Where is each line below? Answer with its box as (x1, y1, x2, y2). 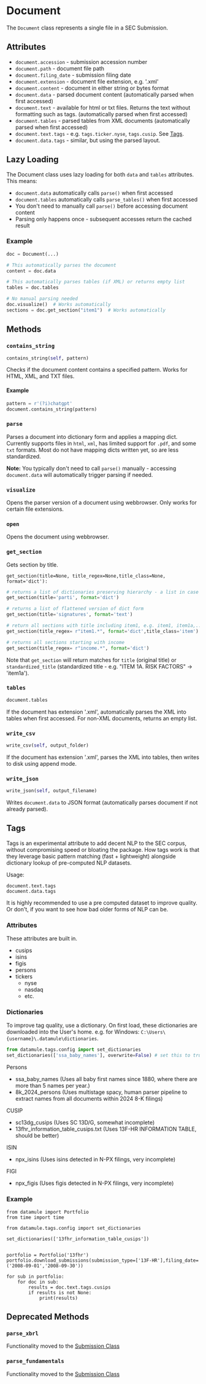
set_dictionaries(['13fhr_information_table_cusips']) (6, 1236, 150, 1242)
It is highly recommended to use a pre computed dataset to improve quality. (6, 898, 197, 906)
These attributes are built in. (6, 935, 78, 942)
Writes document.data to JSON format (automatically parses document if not (6, 799, 198, 806)
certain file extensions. (6, 505, 64, 513)
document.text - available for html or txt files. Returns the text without (15, 104, 191, 111)
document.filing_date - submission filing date (15, 71, 132, 79)
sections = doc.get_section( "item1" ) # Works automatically (6, 307, 166, 313)
